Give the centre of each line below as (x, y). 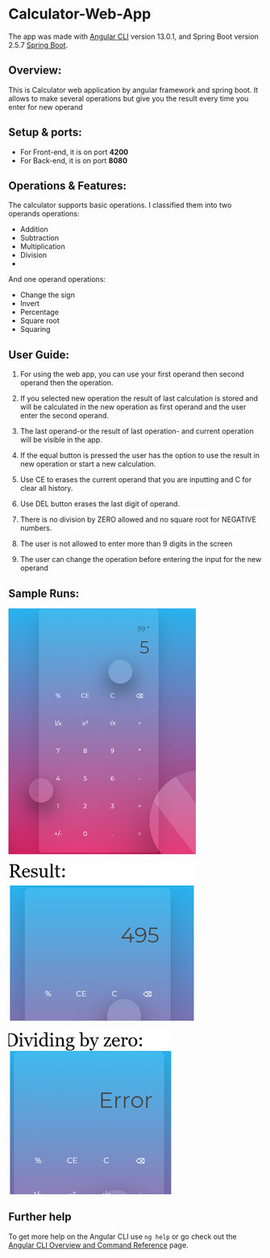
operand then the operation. (66, 383)
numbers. (36, 528)
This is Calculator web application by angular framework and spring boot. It (133, 90)
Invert (30, 304)
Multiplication (43, 246)
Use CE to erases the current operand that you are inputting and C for (136, 480)
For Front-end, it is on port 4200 (74, 152)
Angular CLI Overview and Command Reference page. (98, 1245)
